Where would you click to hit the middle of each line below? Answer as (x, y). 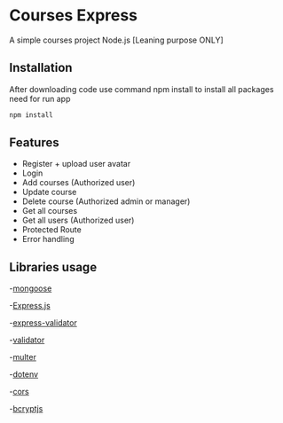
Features (34, 143)
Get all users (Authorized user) (78, 220)
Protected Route (51, 230)
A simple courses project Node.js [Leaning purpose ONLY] (116, 40)
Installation (41, 68)
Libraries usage (53, 267)
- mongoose (31, 288)
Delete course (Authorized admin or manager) (106, 201)
